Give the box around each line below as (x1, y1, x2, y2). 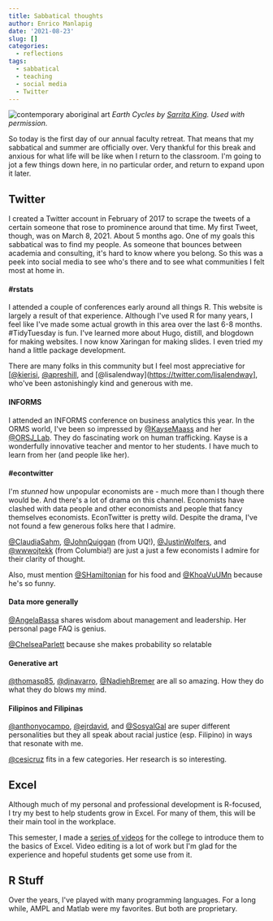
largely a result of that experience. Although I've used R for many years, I (8, 311, 253, 321)
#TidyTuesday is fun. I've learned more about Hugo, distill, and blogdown (8, 328, 254, 338)
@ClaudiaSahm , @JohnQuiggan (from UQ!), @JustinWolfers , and (8, 537, 227, 546)
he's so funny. (8, 578, 56, 588)
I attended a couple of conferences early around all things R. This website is (8, 302, 263, 312)
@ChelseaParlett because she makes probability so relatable (8, 640, 213, 649)
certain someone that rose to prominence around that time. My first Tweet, (8, 223, 258, 232)
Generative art (8, 658, 58, 667)
